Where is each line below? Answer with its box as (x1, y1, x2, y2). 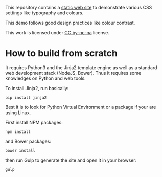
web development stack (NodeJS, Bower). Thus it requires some (5, 70, 142, 76)
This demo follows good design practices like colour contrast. (5, 20, 135, 26)
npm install (5, 129, 31, 135)
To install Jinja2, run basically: (5, 85, 69, 91)
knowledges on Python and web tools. (5, 75, 86, 81)
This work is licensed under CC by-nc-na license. (5, 30, 110, 35)
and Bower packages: (5, 138, 51, 144)
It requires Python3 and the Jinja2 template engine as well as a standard (5, 64, 157, 71)
